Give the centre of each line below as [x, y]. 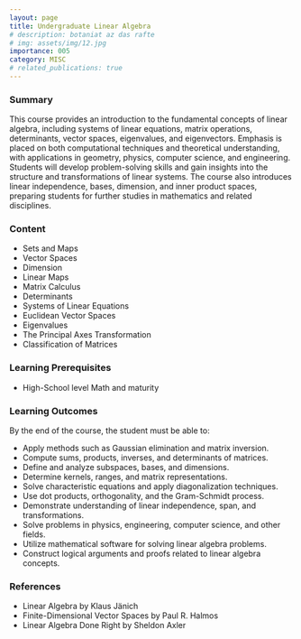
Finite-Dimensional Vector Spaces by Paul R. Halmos [120, 616]
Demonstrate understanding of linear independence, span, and [139, 505]
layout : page [34, 18]
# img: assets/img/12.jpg [58, 43]
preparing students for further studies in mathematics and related [131, 196]
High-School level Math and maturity [91, 387]
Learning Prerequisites [60, 368]
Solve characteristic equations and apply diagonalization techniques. [150, 486]
